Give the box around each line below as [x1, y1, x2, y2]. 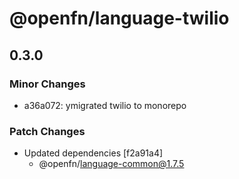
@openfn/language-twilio [9, 7, 230, 30]
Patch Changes [9, 124, 86, 138]
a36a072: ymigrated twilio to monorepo [23, 99, 187, 111]
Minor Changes [9, 77, 86, 91]
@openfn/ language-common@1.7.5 [38, 158, 185, 170]
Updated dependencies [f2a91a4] [23, 147, 164, 159]
